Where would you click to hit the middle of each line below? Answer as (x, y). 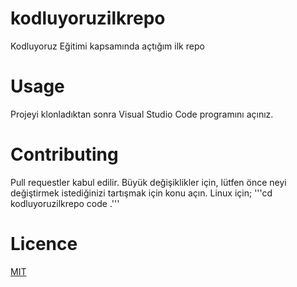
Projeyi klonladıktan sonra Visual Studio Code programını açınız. (142, 114)
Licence (44, 244)
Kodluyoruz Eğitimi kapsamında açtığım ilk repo (107, 46)
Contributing (64, 154)
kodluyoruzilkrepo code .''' (65, 203)
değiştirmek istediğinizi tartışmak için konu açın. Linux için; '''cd (141, 193)
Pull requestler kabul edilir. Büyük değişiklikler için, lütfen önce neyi (148, 182)
